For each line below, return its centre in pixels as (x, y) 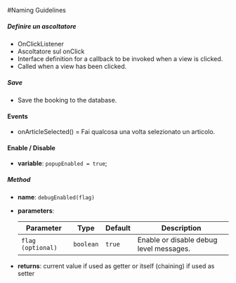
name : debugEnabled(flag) (56, 197)
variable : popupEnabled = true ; (62, 164)
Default (118, 228)
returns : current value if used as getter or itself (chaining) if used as (116, 266)
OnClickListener (41, 44)
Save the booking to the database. (67, 100)
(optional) (39, 248)
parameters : (36, 211)
